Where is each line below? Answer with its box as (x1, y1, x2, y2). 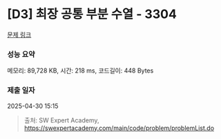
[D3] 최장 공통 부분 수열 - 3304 (7, 6, 177, 22)
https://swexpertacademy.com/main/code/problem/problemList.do (23, 124, 215, 132)
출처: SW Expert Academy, (23, 115, 99, 124)
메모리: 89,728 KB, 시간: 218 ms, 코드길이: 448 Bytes (7, 66, 154, 75)
